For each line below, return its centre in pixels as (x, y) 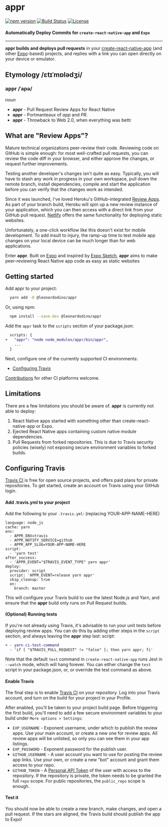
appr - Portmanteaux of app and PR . (50, 114)
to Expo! (14, 819)
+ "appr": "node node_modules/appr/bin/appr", (57, 340)
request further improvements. (37, 163)
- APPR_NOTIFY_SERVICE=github (41, 540)
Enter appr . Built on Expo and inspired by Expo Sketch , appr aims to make (81, 255)
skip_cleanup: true (30, 579)
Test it (12, 798)
